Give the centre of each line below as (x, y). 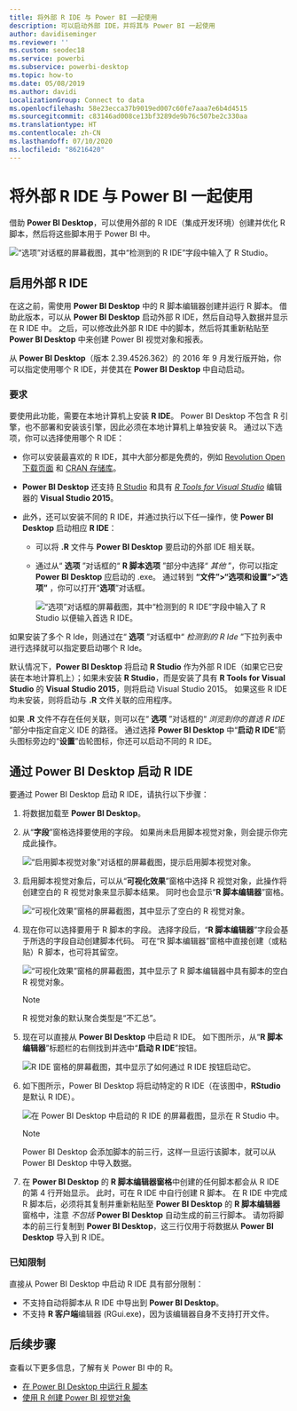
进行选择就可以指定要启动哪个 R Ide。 (78, 647)
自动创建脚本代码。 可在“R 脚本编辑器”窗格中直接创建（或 (174, 941)
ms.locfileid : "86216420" (57, 149)
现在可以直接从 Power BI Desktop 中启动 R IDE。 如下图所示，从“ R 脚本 (152, 1037)
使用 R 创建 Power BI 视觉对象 (76, 1397)
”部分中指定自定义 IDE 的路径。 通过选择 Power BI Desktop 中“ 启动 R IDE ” (144, 730)
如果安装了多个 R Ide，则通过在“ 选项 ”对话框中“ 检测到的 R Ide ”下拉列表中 (146, 637)
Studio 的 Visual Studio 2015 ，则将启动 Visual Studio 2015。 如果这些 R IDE (148, 688)
